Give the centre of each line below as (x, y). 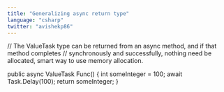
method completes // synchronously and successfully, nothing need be (110, 53)
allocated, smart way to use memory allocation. (75, 61)
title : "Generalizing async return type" (68, 13)
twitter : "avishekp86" (40, 26)
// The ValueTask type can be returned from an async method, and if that (112, 46)
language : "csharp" (36, 20)
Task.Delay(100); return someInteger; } (63, 82)
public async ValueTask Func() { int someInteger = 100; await (95, 74)
